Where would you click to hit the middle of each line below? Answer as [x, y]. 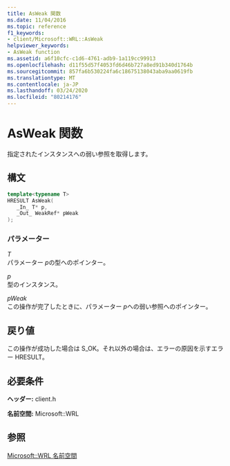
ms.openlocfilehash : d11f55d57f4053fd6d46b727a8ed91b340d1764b [100, 65]
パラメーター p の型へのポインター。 [58, 263]
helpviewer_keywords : [38, 46]
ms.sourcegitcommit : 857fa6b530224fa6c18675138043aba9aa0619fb [100, 71]
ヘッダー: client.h [32, 399]
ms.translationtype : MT [41, 78]
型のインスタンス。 [35, 285]
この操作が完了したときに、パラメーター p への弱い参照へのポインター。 [109, 307]
